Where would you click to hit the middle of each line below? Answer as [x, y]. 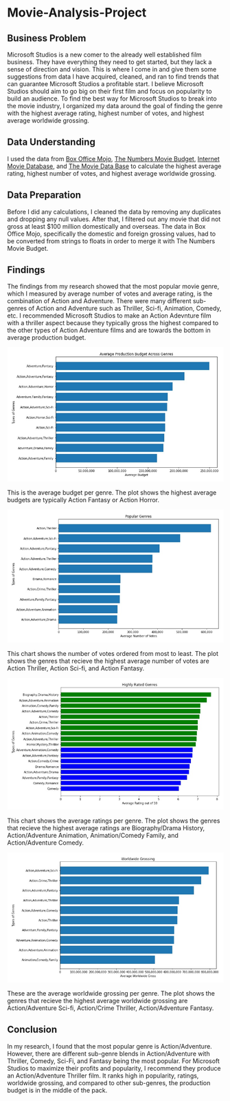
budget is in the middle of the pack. [57, 1090]
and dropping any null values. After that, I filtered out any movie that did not [114, 219]
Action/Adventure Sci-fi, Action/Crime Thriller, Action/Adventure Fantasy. [111, 1008]
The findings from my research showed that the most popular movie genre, [113, 287]
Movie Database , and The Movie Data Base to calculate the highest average [114, 166]
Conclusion [32, 1030]
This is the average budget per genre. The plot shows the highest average [112, 493]
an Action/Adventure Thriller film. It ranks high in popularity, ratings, [103, 1076]
